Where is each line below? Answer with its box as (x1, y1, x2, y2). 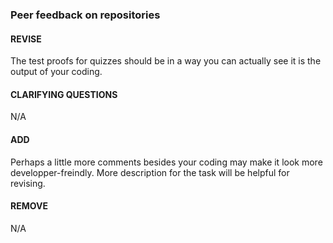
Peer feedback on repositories (10, 8, 161, 22)
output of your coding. (10, 66, 103, 78)
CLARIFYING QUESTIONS (10, 88, 118, 100)
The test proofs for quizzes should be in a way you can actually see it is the (10, 55, 322, 67)
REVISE (10, 33, 42, 45)
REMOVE (10, 200, 48, 212)
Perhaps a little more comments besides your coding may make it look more (10, 156, 323, 168)
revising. (10, 177, 46, 189)
